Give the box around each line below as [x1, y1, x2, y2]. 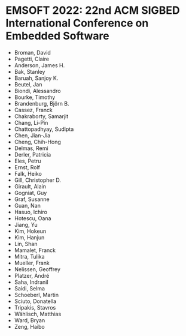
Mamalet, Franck [14, 247, 56, 254]
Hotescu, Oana [14, 214, 51, 222]
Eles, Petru [14, 157, 41, 164]
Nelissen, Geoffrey [14, 265, 61, 273]
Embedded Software [5, 29, 109, 43]
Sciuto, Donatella [14, 298, 57, 305]
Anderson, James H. [14, 61, 65, 69]
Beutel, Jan [14, 80, 42, 88]
